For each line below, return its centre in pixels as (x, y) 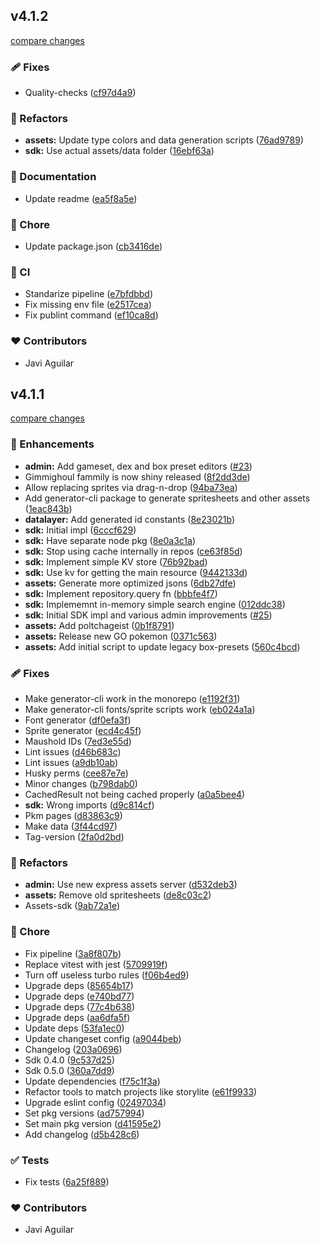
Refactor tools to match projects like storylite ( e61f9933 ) (141, 1091)
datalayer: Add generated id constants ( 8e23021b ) (129, 519)
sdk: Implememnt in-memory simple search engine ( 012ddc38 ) (155, 604)
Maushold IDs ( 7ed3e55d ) (78, 741)
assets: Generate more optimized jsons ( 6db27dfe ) (130, 583)
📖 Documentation (53, 177)
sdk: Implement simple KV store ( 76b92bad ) (116, 561)
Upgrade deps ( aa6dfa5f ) (77, 1017)
